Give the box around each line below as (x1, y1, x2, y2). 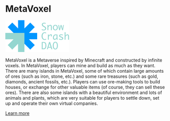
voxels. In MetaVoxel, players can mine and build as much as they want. (5, 62, 156, 69)
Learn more (5, 110, 30, 116)
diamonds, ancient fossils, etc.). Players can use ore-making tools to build (5, 78, 160, 84)
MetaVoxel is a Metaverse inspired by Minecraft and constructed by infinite (5, 57, 162, 63)
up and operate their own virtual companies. (5, 100, 98, 106)
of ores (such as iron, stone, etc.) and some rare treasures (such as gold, (5, 73, 159, 79)
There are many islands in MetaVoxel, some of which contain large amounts (5, 68, 164, 74)
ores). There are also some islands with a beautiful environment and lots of (5, 89, 162, 96)
